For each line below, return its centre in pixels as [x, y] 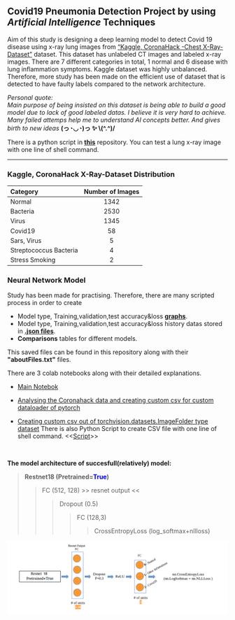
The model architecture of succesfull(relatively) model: [90, 463]
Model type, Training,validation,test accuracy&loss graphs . [102, 316]
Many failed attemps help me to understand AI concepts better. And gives [114, 120]
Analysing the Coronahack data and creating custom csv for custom [115, 400]
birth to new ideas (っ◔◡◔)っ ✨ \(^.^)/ [61, 128]
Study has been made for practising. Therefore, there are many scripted [111, 295]
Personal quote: [30, 97]
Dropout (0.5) [79, 504]
